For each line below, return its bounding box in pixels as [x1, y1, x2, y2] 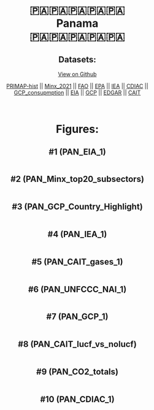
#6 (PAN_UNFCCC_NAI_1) [28, 284, 127, 294]
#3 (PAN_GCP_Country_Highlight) [12, 202, 143, 212]
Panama [56, 17, 99, 31]
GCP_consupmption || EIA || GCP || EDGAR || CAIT [13, 89, 141, 96]
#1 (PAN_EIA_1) [48, 146, 106, 157]
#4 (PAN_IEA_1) [47, 229, 107, 240]
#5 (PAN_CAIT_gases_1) [31, 256, 123, 267]
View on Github [58, 70, 97, 78]
